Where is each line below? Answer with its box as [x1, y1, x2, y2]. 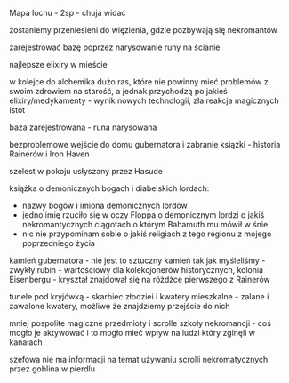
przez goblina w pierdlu [9, 363, 96, 374]
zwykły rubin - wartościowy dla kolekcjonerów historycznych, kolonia [9, 265, 264, 275]
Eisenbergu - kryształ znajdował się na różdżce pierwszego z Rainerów [9, 275, 270, 284]
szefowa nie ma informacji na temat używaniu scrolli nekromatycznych [9, 355, 269, 364]
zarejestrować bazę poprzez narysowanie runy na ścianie [9, 42, 221, 52]
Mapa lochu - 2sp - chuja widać [9, 8, 126, 18]
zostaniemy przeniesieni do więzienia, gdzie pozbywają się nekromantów [9, 25, 278, 35]
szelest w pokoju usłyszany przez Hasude [9, 166, 163, 176]
